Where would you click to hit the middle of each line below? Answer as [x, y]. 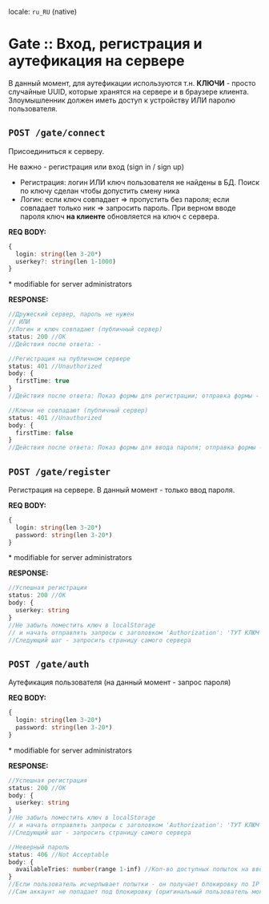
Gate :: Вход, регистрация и [105, 44]
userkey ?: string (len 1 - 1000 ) [66, 261]
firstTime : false [44, 433]
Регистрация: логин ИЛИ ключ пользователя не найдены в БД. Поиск [140, 182]
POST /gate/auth [49, 664]
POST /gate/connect [57, 133]
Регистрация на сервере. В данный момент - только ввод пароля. [122, 490]
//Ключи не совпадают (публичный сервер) [78, 410]
